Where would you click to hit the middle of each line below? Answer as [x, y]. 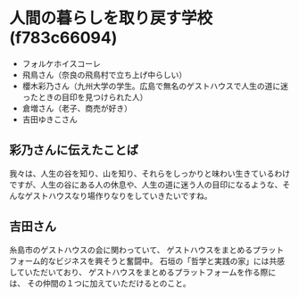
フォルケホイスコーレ [61, 63]
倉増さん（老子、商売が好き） [77, 108]
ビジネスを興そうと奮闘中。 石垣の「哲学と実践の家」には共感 [170, 260]
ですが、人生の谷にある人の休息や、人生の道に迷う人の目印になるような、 [146, 185]
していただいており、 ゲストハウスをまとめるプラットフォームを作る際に [143, 272]
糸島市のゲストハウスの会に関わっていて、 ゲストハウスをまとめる [131, 250]
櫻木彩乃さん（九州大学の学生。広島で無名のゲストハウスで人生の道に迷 [155, 86]
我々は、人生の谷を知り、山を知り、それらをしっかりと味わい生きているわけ [149, 173]
